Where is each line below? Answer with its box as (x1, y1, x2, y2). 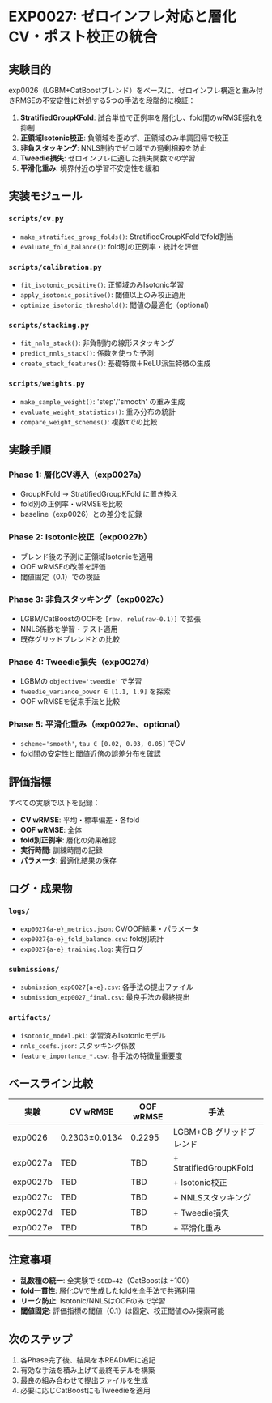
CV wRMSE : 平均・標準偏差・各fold (19, 815, 140, 825)
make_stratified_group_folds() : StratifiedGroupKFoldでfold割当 (19, 232, 234, 241)
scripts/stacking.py (8, 321, 90, 330)
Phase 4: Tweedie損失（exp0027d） (8, 656, 155, 667)
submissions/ (8, 965, 60, 974)
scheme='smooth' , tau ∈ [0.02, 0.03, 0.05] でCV (19, 739, 185, 748)
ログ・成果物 (8, 881, 73, 895)
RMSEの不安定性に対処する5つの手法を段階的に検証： (15, 96, 196, 105)
